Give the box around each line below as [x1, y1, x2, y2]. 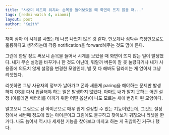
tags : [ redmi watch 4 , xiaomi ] [5, 12, 71, 17]
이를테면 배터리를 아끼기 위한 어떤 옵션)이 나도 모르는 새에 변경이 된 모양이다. [12, 95, 163, 101]
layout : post [5, 17, 33, 22]
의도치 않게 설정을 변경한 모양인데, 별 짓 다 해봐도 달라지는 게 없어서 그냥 [18, 65, 161, 72]
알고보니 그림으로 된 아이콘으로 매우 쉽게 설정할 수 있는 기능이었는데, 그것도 [5, 106, 153, 112]
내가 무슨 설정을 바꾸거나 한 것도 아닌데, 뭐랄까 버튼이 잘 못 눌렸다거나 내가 [12, 59, 158, 65]
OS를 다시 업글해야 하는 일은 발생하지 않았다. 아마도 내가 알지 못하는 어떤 [14, 89, 158, 95]
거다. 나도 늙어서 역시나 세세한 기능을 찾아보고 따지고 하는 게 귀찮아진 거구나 [5, 118, 155, 124]
